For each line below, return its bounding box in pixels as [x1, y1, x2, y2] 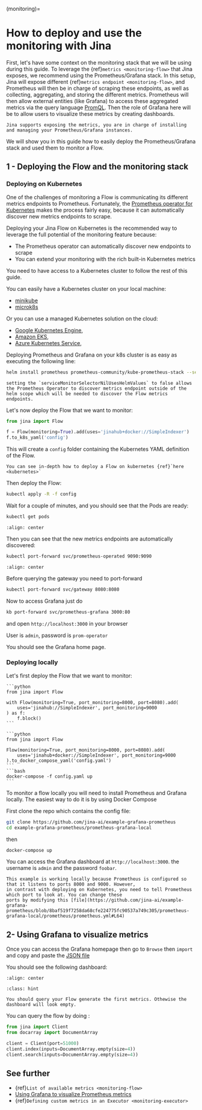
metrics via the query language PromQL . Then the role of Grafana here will [6, 104, 191, 111]
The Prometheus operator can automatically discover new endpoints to [14, 243, 191, 250]
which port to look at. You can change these [6, 892, 122, 898]
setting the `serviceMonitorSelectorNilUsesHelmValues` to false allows [6, 380, 192, 386]
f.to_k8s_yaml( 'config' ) [6, 434, 69, 441]
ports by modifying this [6, 897, 69, 904]
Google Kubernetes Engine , [14, 326, 84, 334]
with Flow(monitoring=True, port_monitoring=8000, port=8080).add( [6, 699, 179, 705]
